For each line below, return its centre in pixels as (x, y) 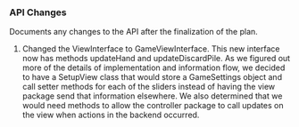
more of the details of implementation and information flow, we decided (154, 67)
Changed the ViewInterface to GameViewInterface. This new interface (151, 49)
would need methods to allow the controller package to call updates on (153, 106)
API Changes (38, 12)
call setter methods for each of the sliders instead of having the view (149, 87)
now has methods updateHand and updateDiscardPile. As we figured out (156, 59)
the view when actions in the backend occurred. (111, 115)
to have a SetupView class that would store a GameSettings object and (152, 77)
